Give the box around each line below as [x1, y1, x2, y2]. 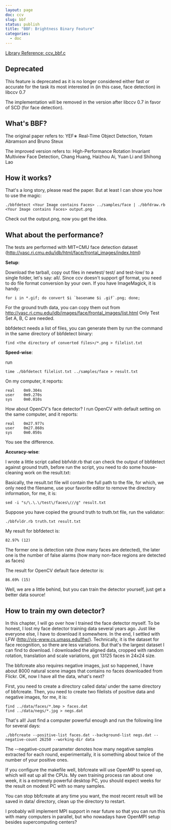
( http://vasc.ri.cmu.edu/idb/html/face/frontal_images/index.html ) [5, 249, 141, 256]
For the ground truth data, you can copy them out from [5, 305, 120, 311]
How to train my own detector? [5, 607, 106, 615]
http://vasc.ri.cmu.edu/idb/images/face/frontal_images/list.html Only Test [5, 310, 160, 316]
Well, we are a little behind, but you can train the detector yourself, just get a [5, 586, 166, 592]
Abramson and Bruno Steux [5, 138, 64, 144]
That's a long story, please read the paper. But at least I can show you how [5, 187, 162, 193]
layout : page [5, 7, 33, 13]
